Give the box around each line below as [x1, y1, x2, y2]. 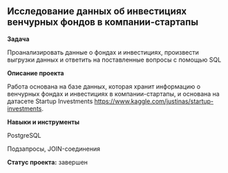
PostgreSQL [7, 131, 41, 139]
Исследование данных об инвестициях [7, 6, 187, 17]
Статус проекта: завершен [7, 158, 88, 166]
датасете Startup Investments [7, 97, 93, 105]
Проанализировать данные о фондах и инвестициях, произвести [7, 48, 199, 56]
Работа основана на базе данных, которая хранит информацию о [7, 82, 201, 91]
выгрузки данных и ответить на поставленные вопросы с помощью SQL [7, 55, 222, 64]
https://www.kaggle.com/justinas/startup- [94, 97, 214, 105]
